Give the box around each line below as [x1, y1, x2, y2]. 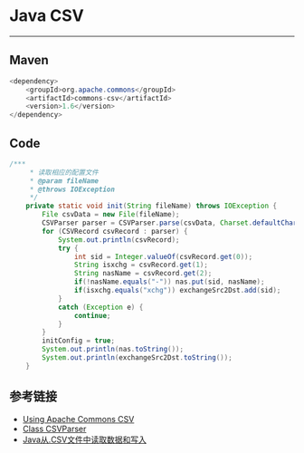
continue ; [73, 311, 111, 320]
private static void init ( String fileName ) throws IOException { [25, 201, 278, 211]
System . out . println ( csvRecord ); [57, 235, 180, 245]
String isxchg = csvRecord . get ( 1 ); [73, 260, 208, 270]
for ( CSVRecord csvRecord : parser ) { [42, 226, 188, 236]
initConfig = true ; [42, 336, 116, 345]
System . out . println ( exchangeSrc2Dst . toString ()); [42, 353, 233, 362]
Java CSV [9, 5, 84, 26]
